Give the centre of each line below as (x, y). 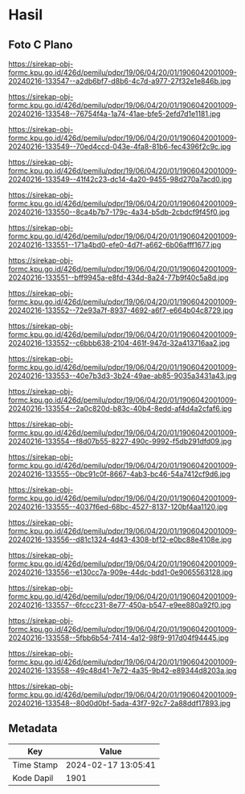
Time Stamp (35, 765)
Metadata (33, 728)
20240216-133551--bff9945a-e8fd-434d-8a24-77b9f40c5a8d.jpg (118, 277)
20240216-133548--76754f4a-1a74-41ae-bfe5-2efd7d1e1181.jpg (114, 114)
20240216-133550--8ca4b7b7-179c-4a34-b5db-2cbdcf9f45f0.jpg (119, 212)
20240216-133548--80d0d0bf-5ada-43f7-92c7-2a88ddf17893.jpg (120, 703)
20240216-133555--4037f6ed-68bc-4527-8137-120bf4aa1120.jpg (118, 507)
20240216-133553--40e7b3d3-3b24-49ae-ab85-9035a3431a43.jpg (122, 376)
